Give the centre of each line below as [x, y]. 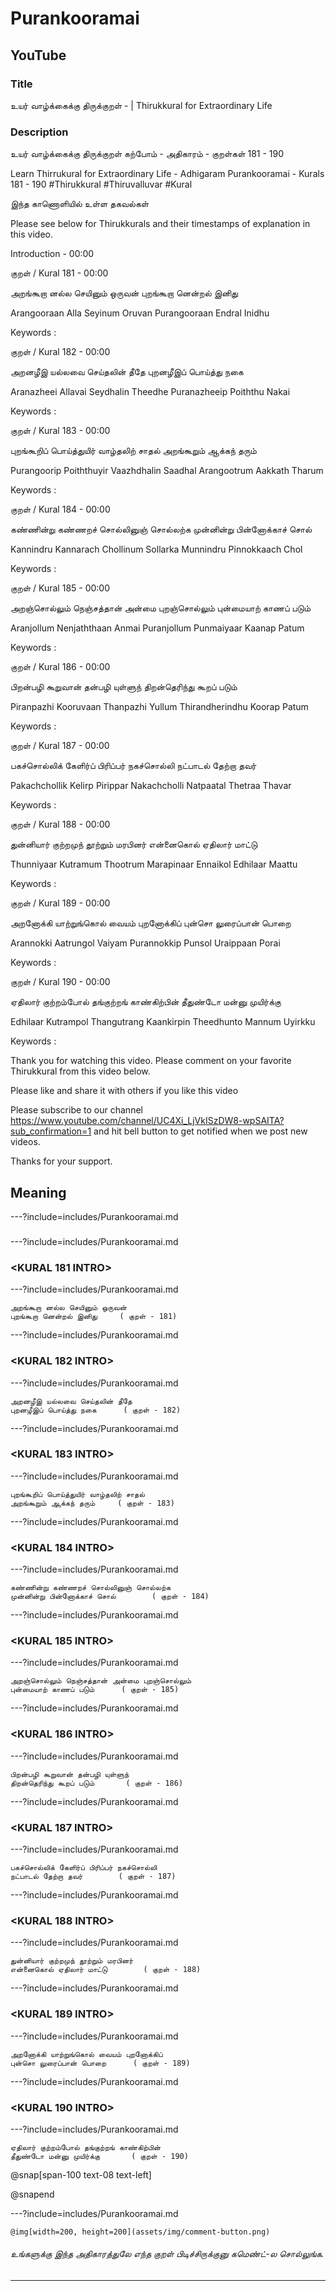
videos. [25, 1142]
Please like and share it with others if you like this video [124, 1091]
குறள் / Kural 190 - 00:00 [60, 982]
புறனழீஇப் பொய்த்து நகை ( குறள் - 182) [96, 1410]
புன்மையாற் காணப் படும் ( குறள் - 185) [95, 1690]
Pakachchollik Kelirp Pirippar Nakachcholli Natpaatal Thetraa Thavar [151, 786]
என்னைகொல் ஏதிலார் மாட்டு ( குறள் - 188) [106, 1970]
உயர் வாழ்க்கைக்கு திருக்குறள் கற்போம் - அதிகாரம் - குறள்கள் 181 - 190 [147, 154]
